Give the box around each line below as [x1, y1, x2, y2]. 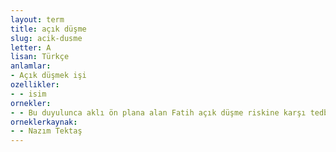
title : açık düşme [10, 24, 87, 34]
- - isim [10, 89, 47, 99]
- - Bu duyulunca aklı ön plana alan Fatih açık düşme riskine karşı [10, 107, 307, 118]
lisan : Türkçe [10, 52, 70, 62]
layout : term [10, 14, 65, 25]
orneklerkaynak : [10, 117, 78, 127]
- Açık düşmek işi [10, 71, 87, 81]
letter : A [10, 42, 52, 53]
